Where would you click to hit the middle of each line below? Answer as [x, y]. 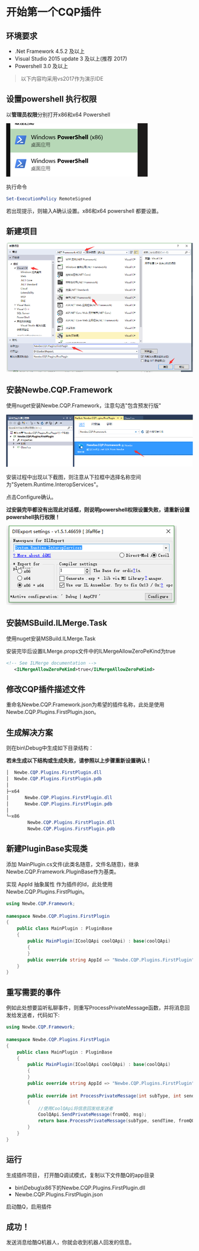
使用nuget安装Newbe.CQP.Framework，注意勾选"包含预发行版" [84, 405]
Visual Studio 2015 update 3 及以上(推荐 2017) [71, 59]
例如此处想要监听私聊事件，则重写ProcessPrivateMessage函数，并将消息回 [98, 1008]
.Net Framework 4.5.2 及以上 [49, 51]
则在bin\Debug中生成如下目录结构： [50, 748]
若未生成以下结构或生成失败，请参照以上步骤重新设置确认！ [79, 761]
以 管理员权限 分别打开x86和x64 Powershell [58, 114]
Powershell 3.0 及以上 [41, 66]
